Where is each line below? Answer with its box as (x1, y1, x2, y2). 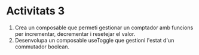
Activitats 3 (6, 4, 65, 18)
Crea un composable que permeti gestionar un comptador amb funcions (14, 24, 194, 31)
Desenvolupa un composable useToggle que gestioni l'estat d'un (14, 36, 174, 44)
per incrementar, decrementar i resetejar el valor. (14, 30, 136, 37)
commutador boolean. (14, 43, 70, 50)
